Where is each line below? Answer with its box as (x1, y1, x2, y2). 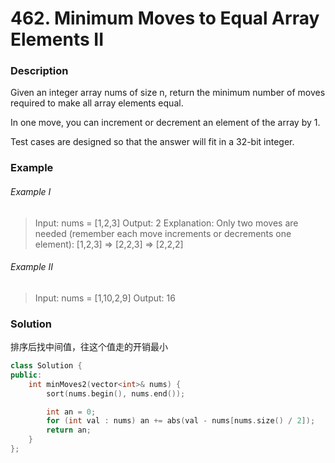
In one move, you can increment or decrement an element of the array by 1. (10, 117, 321, 129)
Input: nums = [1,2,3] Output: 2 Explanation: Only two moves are (34, 217, 299, 229)
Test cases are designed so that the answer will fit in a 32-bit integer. (10, 136, 295, 148)
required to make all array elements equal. (10, 97, 184, 109)
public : (10, 370, 43, 380)
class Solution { (10, 361, 83, 371)
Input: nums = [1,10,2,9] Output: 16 (34, 292, 176, 304)
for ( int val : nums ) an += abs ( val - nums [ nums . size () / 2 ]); (46, 416, 316, 426)
